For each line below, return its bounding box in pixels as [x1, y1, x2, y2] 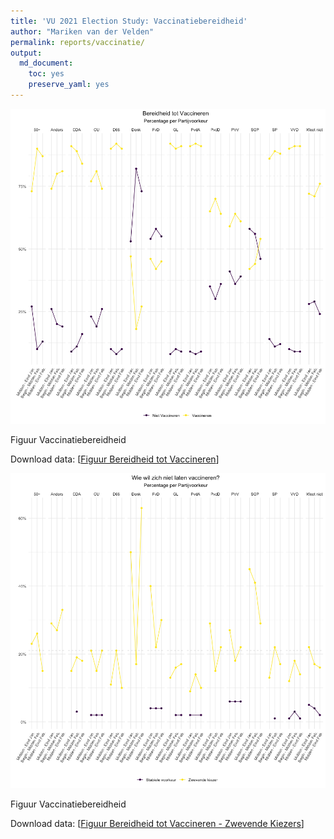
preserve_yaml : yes [28, 80, 110, 90]
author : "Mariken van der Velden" [10, 26, 155, 37]
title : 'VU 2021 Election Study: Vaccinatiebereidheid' [10, 16, 248, 26]
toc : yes [28, 69, 65, 79]
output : [10, 48, 43, 58]
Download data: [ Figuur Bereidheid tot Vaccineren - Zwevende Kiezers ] [10, 817, 305, 829]
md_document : [19, 58, 74, 69]
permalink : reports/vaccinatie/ [10, 37, 145, 47]
